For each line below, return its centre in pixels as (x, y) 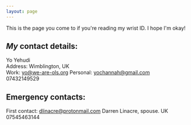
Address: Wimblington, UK (38, 66)
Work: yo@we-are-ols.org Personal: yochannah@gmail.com (78, 73)
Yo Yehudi (18, 60)
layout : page (22, 11)
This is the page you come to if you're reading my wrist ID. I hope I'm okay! (96, 28)
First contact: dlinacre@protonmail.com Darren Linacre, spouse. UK (87, 111)
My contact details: (42, 46)
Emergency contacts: (46, 97)
